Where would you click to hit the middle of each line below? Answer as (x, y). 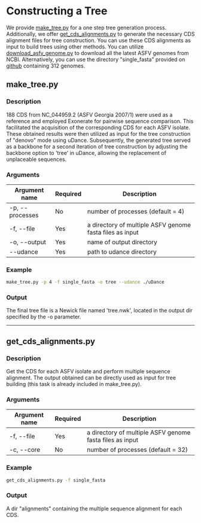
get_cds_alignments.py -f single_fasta (56, 480)
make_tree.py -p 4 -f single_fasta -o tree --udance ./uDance (85, 282)
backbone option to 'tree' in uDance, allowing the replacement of (86, 153)
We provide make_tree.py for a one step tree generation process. (86, 28)
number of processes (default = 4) (135, 211)
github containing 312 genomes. (46, 66)
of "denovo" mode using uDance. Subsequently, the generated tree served (98, 140)
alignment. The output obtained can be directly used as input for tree (91, 378)
